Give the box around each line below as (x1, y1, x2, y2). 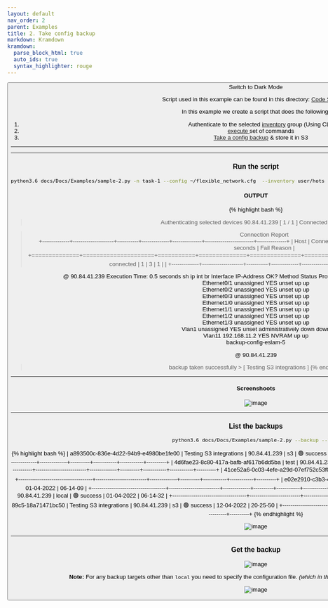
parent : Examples (7, 23, 58, 30)
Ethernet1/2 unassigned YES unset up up (202, 312, 310, 320)
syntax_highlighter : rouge (13, 63, 93, 70)
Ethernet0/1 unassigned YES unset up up (202, 279, 310, 287)
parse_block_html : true (13, 50, 83, 57)
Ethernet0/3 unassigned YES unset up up (202, 292, 310, 300)
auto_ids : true (13, 56, 58, 63)
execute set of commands (227, 127, 294, 134)
